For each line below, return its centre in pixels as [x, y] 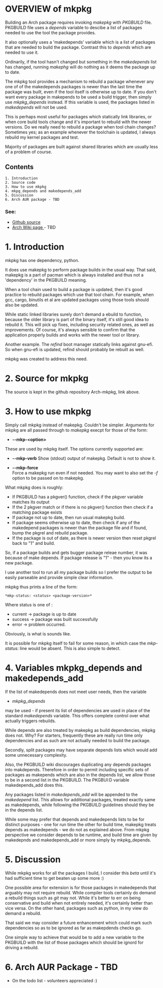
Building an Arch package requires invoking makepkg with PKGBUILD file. [79, 22]
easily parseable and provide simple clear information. [59, 577]
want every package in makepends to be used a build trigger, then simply [78, 97]
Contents [19, 167]
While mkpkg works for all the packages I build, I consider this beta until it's [81, 873]
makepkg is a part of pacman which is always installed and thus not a [74, 275]
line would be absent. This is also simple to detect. [70, 648]
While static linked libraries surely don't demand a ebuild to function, [73, 314]
